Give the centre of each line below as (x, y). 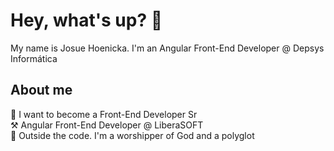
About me (41, 90)
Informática (34, 58)
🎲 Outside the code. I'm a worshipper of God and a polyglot (132, 135)
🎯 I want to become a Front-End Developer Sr (104, 114)
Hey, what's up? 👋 (86, 20)
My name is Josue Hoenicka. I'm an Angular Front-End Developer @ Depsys (167, 48)
